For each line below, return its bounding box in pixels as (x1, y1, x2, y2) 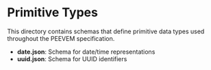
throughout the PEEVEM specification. (7, 34, 115, 42)
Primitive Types (7, 5, 98, 20)
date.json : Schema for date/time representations (16, 48, 156, 56)
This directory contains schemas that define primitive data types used (7, 27, 205, 35)
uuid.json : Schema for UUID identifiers (16, 54, 127, 63)
